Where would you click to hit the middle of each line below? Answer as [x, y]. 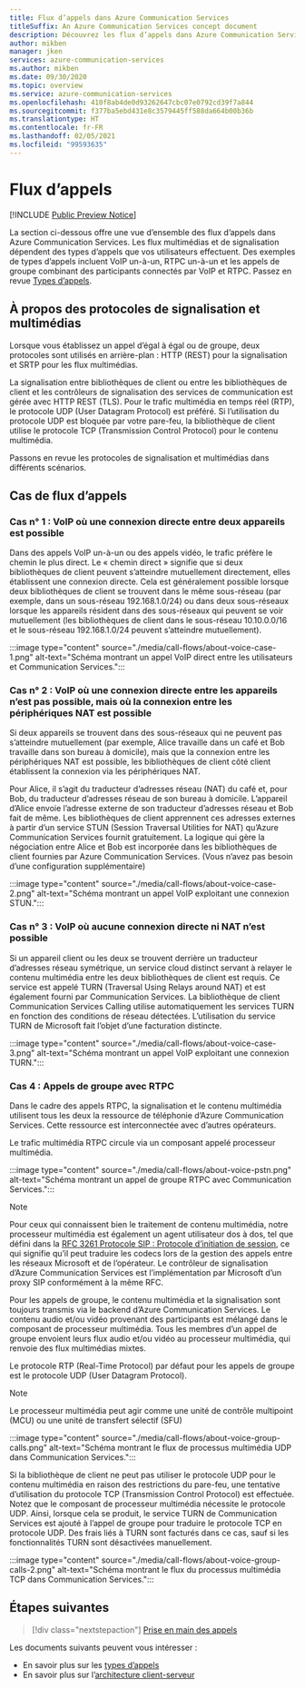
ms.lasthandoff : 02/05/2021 [63, 136]
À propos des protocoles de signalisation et [135, 309]
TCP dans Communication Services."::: [82, 1580]
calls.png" [29, 1448]
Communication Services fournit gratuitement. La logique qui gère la [137, 838]
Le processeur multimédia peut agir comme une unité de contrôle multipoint [151, 1411]
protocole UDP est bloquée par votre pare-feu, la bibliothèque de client [142, 421]
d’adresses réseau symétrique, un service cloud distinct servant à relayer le [151, 968]
